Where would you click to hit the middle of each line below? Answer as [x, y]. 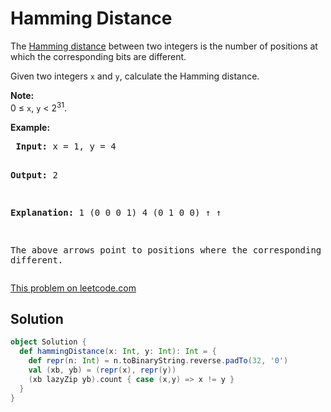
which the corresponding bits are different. [98, 56]
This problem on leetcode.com [73, 288]
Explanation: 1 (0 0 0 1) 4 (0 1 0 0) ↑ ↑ [116, 212]
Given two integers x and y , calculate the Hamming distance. [135, 76]
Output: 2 [34, 175]
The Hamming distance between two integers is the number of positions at [164, 46]
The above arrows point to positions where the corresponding [166, 250]
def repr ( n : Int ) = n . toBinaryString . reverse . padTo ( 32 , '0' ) [158, 361]
